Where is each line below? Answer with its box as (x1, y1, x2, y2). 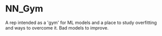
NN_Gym (5, 3, 43, 14)
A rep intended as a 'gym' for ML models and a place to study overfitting (5, 19, 157, 25)
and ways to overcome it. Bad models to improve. (5, 24, 109, 30)
